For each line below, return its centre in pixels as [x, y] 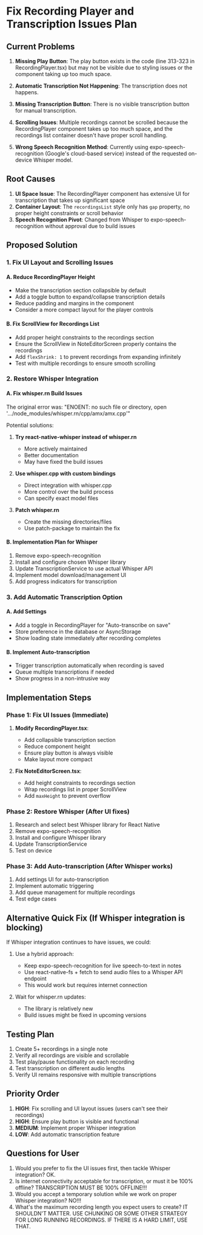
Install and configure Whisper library [60, 838]
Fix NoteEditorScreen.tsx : [48, 771]
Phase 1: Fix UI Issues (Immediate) [58, 714]
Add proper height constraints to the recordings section [85, 337]
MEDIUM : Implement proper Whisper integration [75, 1128]
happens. [27, 92]
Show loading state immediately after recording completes [88, 638]
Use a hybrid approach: [45, 954]
